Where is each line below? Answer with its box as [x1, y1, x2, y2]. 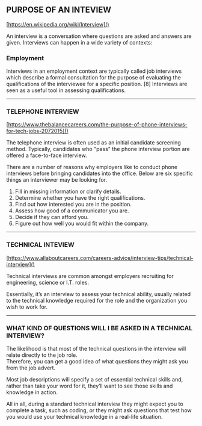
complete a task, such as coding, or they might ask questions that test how [6, 407, 192, 414]
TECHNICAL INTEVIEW [6, 241, 75, 249]
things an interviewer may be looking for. [6, 176, 108, 184]
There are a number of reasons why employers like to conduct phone [6, 164, 178, 171]
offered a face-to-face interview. [6, 152, 87, 159]
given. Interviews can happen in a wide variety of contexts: [6, 39, 153, 46]
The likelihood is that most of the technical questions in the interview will [6, 345, 186, 352]
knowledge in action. [6, 389, 58, 396]
